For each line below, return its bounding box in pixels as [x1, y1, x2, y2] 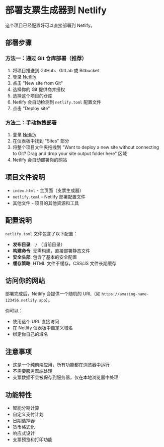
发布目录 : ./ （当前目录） [12, 241, 65, 247]
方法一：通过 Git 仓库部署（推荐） [5, 55, 87, 62]
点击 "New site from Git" [12, 80, 63, 86]
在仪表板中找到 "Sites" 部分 [12, 137, 69, 144]
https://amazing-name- [101, 291, 149, 297]
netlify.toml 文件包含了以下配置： [5, 230, 78, 236]
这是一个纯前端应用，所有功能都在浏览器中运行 [12, 362, 110, 368]
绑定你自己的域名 [12, 331, 48, 337]
